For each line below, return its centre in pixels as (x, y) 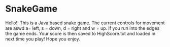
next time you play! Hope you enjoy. (43, 39)
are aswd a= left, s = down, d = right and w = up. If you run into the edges (82, 28)
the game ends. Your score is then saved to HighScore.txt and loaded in (80, 33)
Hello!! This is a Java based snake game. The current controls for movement (85, 23)
